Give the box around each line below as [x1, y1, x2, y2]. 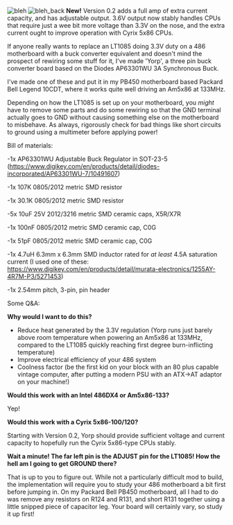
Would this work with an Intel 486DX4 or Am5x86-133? [7, 391, 170, 399]
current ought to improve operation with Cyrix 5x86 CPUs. [7, 28, 173, 37]
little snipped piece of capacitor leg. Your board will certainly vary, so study [7, 503, 223, 510]
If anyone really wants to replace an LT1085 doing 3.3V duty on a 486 [7, 42, 206, 50]
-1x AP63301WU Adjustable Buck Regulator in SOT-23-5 [7, 155, 168, 163]
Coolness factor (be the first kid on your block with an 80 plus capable [17, 363, 219, 371]
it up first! [7, 510, 35, 518]
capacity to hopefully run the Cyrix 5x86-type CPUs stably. [7, 439, 177, 447]
